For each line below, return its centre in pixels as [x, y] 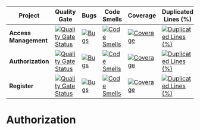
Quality [65, 12]
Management [29, 40]
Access [20, 33]
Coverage [142, 16]
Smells [112, 19]
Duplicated [177, 12]
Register [21, 86]
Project [29, 16]
